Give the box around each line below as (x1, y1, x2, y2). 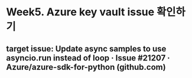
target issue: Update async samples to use (6, 43, 167, 53)
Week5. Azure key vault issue (6, 5, 155, 19)
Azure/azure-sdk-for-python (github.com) (6, 62, 167, 72)
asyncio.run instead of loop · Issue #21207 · (6, 53, 170, 63)
